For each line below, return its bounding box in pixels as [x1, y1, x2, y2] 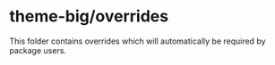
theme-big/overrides [9, 6, 168, 27]
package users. [9, 45, 67, 55]
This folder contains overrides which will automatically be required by [9, 36, 266, 46]
